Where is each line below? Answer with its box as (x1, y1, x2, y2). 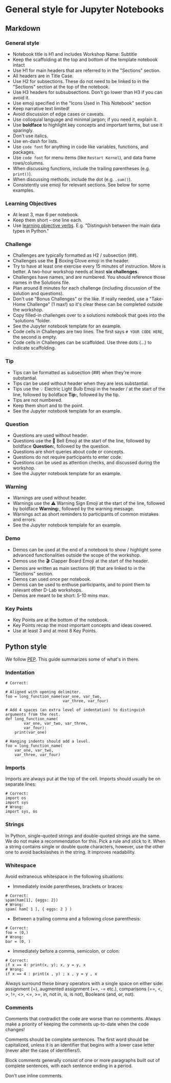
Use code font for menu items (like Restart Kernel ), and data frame (12, 154, 156, 160)
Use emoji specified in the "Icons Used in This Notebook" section (12, 100, 151, 106)
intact (12, 62, 25, 68)
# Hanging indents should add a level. (5, 739, 91, 744)
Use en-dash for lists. (12, 138, 59, 144)
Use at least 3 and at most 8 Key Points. (12, 627, 97, 634)
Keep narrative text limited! (12, 105, 70, 111)
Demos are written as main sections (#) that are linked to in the (12, 565, 145, 571)
